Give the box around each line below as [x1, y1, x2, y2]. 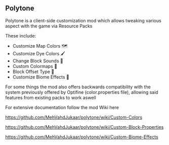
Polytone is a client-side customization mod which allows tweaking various [5, 17, 161, 23]
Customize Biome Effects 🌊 [12, 74, 70, 80]
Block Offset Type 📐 [12, 68, 55, 75]
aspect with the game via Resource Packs [5, 23, 93, 29]
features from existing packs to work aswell [5, 94, 96, 100]
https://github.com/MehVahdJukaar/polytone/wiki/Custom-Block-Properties [5, 124, 164, 130]
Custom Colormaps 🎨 [12, 63, 57, 69]
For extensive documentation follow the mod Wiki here [5, 104, 119, 111]
